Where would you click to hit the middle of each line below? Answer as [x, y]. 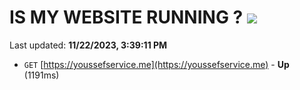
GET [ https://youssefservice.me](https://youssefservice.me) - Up [156, 64]
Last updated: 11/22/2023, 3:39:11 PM [88, 45]
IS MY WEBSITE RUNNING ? [126, 17]
